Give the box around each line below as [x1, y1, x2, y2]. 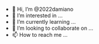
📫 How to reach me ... [11, 32, 68, 38]
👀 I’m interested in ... [11, 12, 63, 19]
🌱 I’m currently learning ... [11, 18, 76, 25]
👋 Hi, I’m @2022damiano [11, 6, 74, 12]
